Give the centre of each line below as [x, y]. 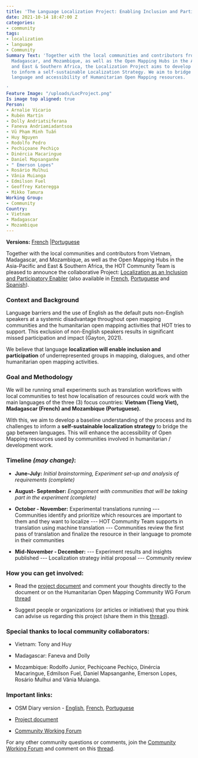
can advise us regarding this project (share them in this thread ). [92, 616]
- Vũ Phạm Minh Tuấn [32, 132]
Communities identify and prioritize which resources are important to [98, 515]
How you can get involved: [45, 573]
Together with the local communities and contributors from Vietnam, [89, 253]
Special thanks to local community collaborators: [78, 631]
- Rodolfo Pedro [26, 143]
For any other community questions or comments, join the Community [91, 742]
